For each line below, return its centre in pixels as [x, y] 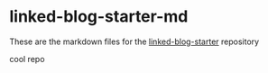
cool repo [27, 59]
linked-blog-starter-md [99, 17]
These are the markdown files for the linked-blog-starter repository [134, 41]
